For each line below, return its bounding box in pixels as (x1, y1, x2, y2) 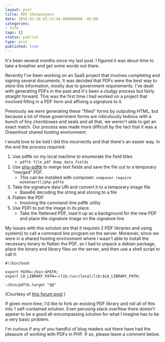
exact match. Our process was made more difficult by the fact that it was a (5, 124, 157, 130)
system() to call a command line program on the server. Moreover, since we (5, 230, 159, 236)
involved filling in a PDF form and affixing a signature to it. (5, 98, 123, 104)
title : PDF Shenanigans (5, 12, 54, 17)
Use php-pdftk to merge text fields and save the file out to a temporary (12, 164, 157, 170)
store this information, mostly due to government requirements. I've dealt (5, 82, 154, 89)
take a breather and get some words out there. (5, 63, 100, 69)
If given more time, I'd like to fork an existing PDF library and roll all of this (5, 301, 156, 306)
